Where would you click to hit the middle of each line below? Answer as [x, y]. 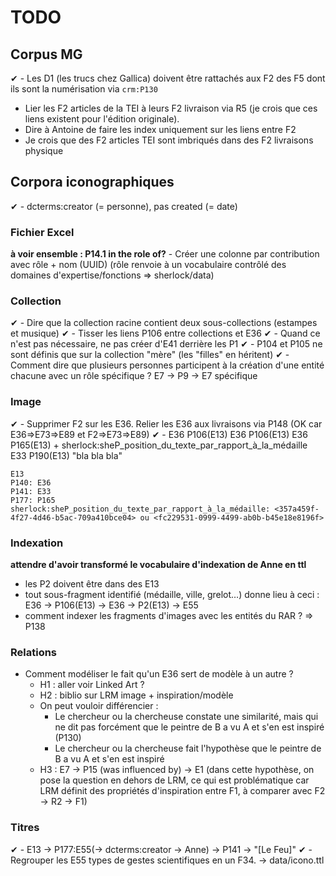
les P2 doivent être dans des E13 [92, 584]
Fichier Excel [42, 232]
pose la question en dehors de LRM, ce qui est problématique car [174, 780]
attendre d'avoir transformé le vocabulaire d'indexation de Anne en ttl [158, 564]
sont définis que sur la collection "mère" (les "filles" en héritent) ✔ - [150, 355]
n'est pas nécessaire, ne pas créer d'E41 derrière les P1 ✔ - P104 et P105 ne [166, 344]
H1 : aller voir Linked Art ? [92, 685]
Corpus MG [46, 54]
